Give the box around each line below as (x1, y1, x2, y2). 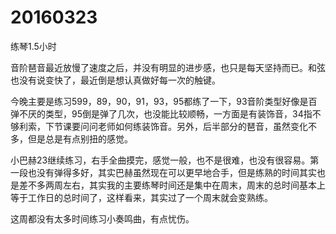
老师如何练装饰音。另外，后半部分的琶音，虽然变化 (97, 120, 308, 132)
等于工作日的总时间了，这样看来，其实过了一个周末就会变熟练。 (10, 191, 273, 203)
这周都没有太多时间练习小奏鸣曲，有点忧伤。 (10, 212, 195, 225)
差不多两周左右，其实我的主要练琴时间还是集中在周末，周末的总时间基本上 (18, 179, 326, 191)
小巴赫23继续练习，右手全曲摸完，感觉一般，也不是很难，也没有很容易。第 (10, 154, 320, 166)
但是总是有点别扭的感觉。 (27, 132, 133, 145)
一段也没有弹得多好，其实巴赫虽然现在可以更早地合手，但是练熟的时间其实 (10, 166, 317, 178)
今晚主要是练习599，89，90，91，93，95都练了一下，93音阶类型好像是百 (10, 95, 318, 107)
